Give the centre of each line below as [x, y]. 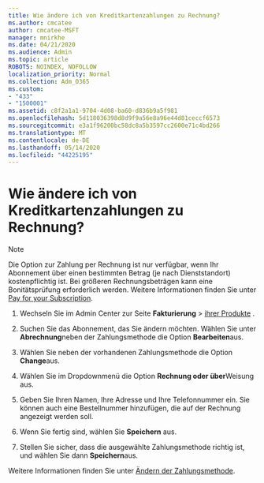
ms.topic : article [38, 60]
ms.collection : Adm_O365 [49, 81]
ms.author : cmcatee [40, 23]
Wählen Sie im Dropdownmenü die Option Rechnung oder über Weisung [137, 376]
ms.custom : [26, 89]
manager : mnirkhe [37, 37]
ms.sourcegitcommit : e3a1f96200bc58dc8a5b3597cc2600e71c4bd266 [114, 125]
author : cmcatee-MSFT [44, 30]
